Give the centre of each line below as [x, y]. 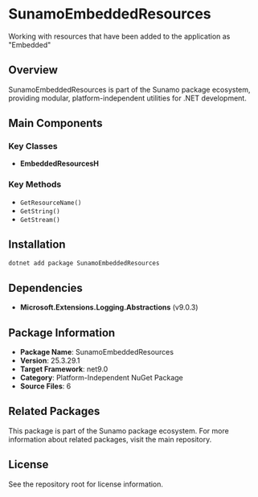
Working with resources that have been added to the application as [119, 36]
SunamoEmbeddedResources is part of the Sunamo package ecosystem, [129, 89]
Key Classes [33, 146]
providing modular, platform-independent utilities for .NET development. [127, 98]
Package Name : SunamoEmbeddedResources [97, 352]
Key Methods [35, 184]
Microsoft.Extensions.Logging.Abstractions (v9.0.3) [109, 307]
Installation [37, 245]
